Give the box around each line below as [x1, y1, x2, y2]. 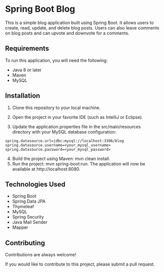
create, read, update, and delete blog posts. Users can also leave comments [5, 25, 160, 30]
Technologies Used [5, 180, 65, 189]
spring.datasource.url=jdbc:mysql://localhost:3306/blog [5, 138, 124, 143]
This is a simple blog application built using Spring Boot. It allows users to [5, 20, 154, 26]
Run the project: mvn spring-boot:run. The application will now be [12, 161, 146, 166]
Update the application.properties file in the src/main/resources [12, 124, 141, 130]
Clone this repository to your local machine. [12, 105, 101, 110]
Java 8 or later [12, 67, 42, 73]
